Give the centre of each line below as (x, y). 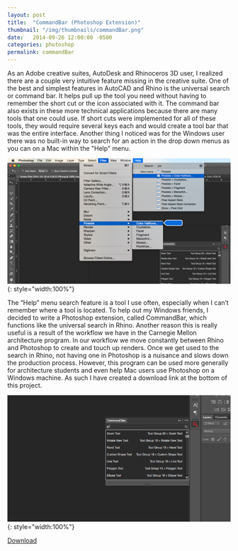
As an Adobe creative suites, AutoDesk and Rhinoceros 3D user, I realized (115, 73)
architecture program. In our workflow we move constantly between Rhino (116, 340)
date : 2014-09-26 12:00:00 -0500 (60, 37)
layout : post (27, 15)
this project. (25, 385)
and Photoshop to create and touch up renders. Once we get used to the (113, 347)
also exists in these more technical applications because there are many (113, 111)
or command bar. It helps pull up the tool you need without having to (107, 96)
